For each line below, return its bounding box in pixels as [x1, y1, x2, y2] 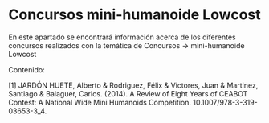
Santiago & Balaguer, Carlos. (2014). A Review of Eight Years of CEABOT [8, 88, 248, 98]
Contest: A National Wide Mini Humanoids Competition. [8, 97, 191, 107]
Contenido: [8, 64, 46, 74]
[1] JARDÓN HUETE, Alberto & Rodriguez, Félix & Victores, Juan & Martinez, [8, 80, 259, 90]
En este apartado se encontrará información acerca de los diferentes [8, 32, 236, 42]
